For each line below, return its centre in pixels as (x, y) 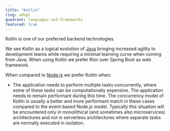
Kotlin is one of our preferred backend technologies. (60, 39)
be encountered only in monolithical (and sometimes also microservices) (89, 112)
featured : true (21, 24)
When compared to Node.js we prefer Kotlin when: (58, 75)
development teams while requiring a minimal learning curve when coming (83, 54)
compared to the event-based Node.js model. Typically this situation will (88, 107)
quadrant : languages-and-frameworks (44, 19)
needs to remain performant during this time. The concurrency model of (88, 96)
